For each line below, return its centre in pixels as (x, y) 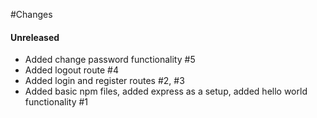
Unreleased (35, 37)
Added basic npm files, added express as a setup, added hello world (166, 91)
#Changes (31, 14)
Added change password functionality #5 (110, 60)
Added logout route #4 (71, 70)
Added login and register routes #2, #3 (104, 81)
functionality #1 (56, 102)
